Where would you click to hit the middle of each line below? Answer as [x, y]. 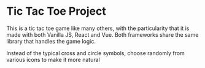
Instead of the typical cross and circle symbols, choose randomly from [96, 53]
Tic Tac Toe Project [56, 11]
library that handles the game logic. [51, 41]
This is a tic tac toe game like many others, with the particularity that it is [98, 28]
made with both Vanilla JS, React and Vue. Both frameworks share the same [102, 34]
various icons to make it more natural [53, 59]
